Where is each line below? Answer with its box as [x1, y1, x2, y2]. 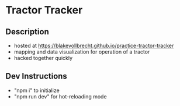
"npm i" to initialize [13, 87, 60, 94]
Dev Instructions [5, 71, 68, 82]
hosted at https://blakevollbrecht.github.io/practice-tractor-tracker [13, 42, 174, 49]
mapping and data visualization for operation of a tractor [13, 48, 150, 55]
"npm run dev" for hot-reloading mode [13, 93, 107, 100]
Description [5, 27, 49, 37]
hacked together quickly [13, 55, 73, 61]
